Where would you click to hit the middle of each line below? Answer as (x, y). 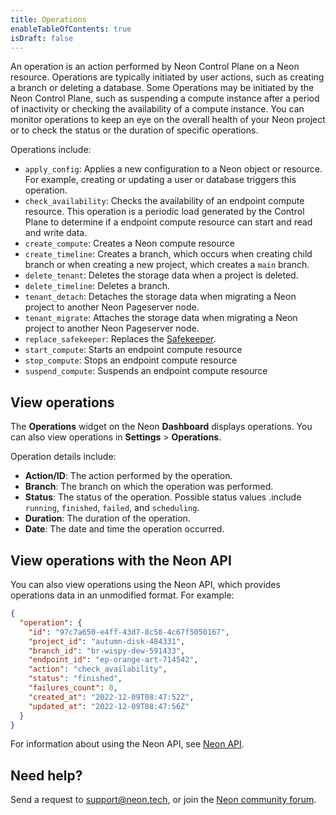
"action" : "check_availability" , (98, 669)
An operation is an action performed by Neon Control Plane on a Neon (155, 67)
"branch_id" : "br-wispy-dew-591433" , (107, 651)
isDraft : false (42, 38)
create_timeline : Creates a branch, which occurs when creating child (168, 254)
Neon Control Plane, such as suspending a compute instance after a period (165, 98)
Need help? (46, 775)
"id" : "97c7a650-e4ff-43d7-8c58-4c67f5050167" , (129, 632)
